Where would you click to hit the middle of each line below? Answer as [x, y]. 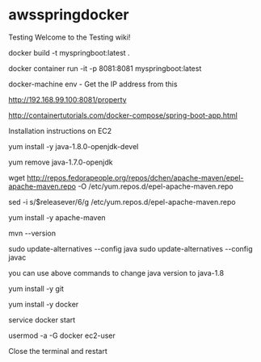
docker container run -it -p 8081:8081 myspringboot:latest [105, 68]
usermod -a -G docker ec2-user [62, 335]
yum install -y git [36, 289]
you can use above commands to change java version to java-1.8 [116, 273]
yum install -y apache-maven [57, 217]
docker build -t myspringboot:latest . [69, 52]
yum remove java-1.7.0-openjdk [61, 162]
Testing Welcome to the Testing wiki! [69, 37]
